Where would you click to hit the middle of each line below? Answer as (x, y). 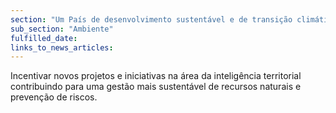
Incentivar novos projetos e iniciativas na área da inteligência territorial (156, 76)
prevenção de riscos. (54, 97)
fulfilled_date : (44, 38)
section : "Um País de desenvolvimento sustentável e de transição (151, 19)
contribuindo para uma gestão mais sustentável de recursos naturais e (156, 87)
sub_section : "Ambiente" (62, 29)
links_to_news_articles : (62, 47)
